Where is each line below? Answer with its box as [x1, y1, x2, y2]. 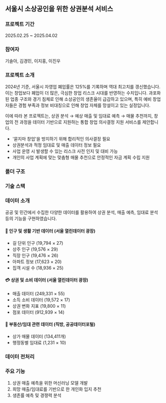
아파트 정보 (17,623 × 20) [12, 259, 62, 265]
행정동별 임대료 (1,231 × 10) [12, 339, 66, 346]
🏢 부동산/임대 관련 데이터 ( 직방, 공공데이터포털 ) [5, 322, 96, 328]
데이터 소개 [5, 198, 30, 204]
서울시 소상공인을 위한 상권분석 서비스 [5, 4, 113, 13]
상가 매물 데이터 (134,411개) [12, 334, 66, 339]
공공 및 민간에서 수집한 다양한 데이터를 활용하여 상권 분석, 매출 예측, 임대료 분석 [5, 209, 159, 215]
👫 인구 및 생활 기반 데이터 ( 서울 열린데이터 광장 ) [5, 228, 96, 234]
